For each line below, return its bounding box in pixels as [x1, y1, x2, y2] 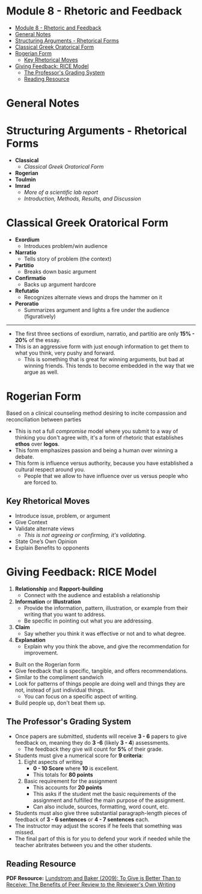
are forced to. [23, 479, 58, 486]
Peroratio [14, 300, 39, 307]
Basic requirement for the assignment [23, 777, 117, 784]
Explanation [14, 636, 46, 644]
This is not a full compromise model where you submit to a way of [14, 427, 179, 435]
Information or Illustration [14, 598, 81, 605]
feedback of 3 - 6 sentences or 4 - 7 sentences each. [14, 816, 150, 823]
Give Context [14, 518, 48, 526]
